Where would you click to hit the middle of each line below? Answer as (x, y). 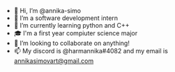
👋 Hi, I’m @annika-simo (47, 11)
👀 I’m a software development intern (66, 18)
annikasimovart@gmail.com (54, 61)
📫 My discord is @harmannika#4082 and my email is (91, 51)
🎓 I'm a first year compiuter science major (76, 33)
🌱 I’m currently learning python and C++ (72, 25)
